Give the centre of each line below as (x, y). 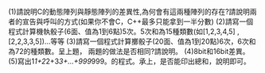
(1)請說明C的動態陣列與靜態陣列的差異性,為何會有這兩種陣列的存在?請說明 (129, 12)
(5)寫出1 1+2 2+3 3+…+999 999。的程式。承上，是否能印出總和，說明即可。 (129, 61)
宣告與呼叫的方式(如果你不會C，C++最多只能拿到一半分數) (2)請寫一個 (137, 21)
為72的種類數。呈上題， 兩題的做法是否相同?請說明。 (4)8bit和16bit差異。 (129, 51)
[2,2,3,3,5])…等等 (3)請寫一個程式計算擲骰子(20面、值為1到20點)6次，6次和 (132, 41)
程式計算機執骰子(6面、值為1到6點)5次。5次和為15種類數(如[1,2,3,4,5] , (124, 31)
